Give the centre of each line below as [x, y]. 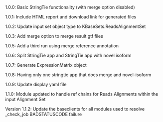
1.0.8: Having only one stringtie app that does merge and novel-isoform [78, 75]
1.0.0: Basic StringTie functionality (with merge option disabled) [70, 7]
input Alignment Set [25, 99]
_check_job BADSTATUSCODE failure [44, 114]
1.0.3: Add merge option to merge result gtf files [54, 36]
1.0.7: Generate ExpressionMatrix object [46, 65]
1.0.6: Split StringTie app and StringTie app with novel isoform [68, 55]
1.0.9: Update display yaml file [36, 84]
